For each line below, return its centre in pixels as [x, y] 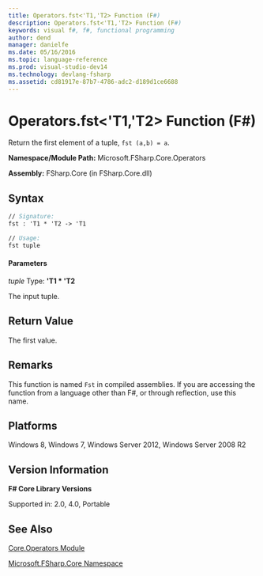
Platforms [33, 425]
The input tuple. [34, 296]
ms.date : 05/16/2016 [42, 52]
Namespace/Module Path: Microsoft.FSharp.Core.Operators [107, 158]
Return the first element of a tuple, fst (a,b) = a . [89, 142]
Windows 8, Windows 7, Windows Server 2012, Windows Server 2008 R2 [127, 445]
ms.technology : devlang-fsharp [60, 74]
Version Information [58, 470]
